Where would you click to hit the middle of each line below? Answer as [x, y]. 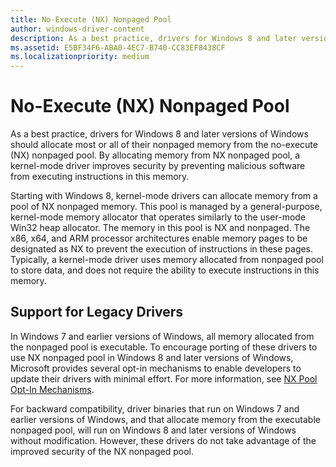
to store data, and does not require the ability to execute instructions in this [165, 270]
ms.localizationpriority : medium [80, 57]
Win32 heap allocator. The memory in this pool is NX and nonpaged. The [160, 228]
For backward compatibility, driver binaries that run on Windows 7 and [155, 408]
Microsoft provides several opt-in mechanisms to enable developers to [156, 368]
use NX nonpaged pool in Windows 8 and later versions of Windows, [152, 357]
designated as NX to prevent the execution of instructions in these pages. [162, 249]
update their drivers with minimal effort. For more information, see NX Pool [164, 378]
